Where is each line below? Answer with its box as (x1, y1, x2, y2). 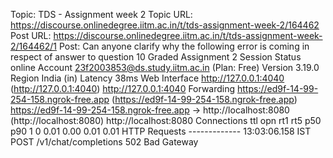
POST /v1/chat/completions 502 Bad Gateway (10, 136, 199, 148)
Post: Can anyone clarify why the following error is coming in (58, 40, 310, 52)
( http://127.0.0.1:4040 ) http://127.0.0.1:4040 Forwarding (10, 83, 236, 94)
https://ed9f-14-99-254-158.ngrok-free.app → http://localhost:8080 (10, 104, 290, 116)
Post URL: (10, 30, 52, 41)
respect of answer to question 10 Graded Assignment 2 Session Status (10, 51, 302, 63)
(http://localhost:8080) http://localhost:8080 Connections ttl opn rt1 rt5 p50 (10, 115, 322, 126)
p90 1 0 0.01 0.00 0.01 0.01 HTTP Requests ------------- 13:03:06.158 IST (10, 125, 312, 137)
